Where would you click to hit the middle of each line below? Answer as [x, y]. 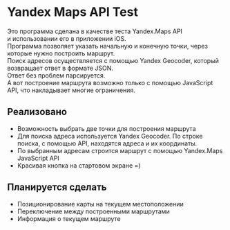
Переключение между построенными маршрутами [94, 211]
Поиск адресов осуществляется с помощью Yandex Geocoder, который [113, 60]
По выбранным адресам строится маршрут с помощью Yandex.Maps [120, 150]
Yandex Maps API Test [73, 12]
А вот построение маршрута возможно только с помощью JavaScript [110, 82]
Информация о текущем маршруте [69, 218]
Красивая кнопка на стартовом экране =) [79, 165]
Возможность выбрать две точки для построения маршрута [106, 128]
